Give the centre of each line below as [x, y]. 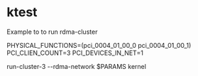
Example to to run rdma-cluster [52, 32]
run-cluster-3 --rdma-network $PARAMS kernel [77, 66]
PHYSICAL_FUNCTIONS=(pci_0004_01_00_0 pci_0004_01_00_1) [99, 45]
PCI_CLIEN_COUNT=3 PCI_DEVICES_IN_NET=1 [75, 53]
